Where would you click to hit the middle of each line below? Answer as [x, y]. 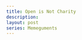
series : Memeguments [32, 28]
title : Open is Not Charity [41, 11]
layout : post [22, 22]
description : [22, 17]
